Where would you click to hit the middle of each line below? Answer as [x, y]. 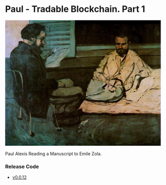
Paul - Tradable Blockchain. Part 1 [75, 9]
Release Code [22, 166]
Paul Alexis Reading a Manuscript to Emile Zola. [54, 154]
